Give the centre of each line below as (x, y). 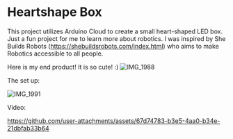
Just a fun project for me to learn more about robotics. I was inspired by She (116, 38)
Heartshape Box (55, 12)
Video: (17, 107)
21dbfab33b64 (29, 128)
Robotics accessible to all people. (55, 54)
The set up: (24, 80)
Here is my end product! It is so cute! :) (63, 67)
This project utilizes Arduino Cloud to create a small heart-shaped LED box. (115, 31)
